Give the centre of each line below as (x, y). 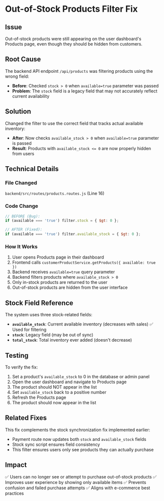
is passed (22, 143)
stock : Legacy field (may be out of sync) (53, 335)
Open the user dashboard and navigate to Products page (69, 382)
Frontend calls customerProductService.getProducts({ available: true (84, 262)
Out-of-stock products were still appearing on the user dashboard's (73, 39)
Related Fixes (26, 418)
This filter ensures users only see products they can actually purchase (83, 449)
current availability (31, 96)
